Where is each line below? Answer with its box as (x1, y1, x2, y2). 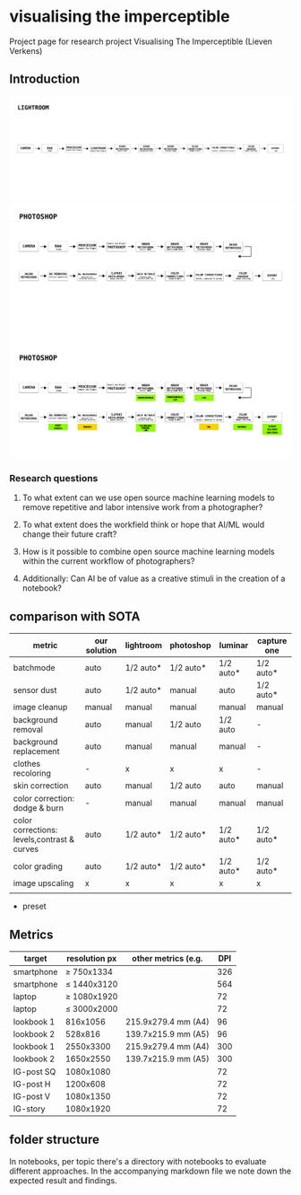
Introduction (9, 72, 81, 87)
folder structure (9, 1132, 100, 1147)
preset (21, 901, 47, 912)
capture (256, 635, 288, 646)
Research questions (9, 471, 99, 484)
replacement (13, 745, 60, 756)
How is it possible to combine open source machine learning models (21, 546, 275, 558)
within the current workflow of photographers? (21, 556, 195, 567)
